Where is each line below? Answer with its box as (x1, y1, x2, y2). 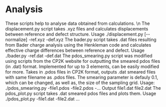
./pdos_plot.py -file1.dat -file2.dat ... (5, 95, 80, 102)
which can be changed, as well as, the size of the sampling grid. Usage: (5, 80, 155, 86)
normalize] (5, 37, 28, 43)
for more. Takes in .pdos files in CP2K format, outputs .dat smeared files (5, 68, 156, 75)
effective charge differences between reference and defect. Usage (5, 47, 145, 53)
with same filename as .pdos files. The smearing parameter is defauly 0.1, (5, 74, 158, 80)
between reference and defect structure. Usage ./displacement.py (5, 31, 143, 37)
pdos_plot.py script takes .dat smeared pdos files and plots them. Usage (5, 90, 156, 96)
